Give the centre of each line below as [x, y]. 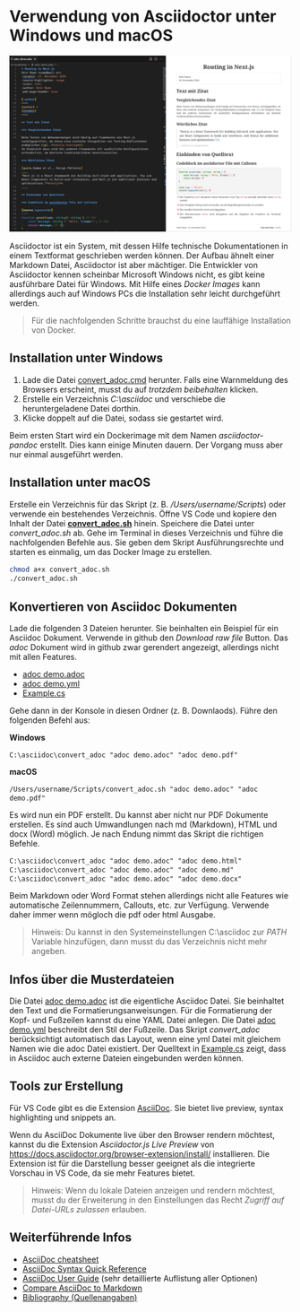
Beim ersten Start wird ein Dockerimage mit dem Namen [113, 435]
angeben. [49, 951]
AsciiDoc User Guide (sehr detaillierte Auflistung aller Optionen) [140, 1278]
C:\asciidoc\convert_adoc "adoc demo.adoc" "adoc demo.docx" [126, 879]
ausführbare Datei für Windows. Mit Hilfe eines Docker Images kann [135, 283]
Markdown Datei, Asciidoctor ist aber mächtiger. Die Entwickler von [133, 265]
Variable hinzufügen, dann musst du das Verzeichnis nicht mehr [149, 942]
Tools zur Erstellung [66, 1086]
